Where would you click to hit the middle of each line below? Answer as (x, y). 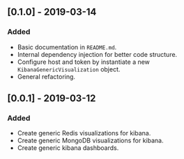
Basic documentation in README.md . (67, 47)
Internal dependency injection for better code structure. (97, 54)
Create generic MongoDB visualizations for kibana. (90, 141)
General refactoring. (46, 76)
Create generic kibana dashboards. (68, 148)
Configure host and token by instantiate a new (83, 62)
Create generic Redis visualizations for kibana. (84, 133)
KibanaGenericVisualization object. (69, 69)
